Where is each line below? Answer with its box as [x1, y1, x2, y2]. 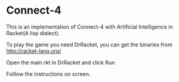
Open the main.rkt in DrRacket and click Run [6, 59, 115, 66]
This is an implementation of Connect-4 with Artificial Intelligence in [6, 23, 173, 30]
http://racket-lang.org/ [6, 47, 61, 54]
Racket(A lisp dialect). [6, 29, 60, 36]
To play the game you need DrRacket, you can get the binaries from [6, 41, 173, 48]
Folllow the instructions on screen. [6, 70, 91, 77]
